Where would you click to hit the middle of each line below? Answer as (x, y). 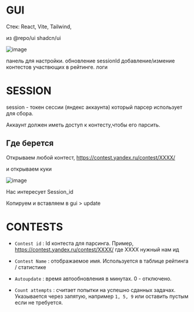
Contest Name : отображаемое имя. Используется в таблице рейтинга (101, 261)
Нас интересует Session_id (40, 191)
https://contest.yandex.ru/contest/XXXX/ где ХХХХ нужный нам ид (97, 249)
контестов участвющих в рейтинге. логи (57, 67)
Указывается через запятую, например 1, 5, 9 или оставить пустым (101, 296)
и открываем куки (29, 169)
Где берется (30, 143)
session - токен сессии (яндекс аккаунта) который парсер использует (94, 107)
